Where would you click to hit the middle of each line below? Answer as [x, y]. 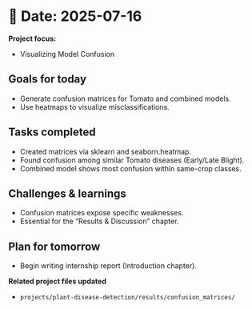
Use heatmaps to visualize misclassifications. [94, 106]
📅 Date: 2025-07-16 [75, 16]
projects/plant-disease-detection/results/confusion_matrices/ [128, 298]
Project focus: [32, 38]
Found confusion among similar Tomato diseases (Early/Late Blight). [132, 160]
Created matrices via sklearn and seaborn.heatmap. [106, 151]
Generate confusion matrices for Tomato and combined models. [126, 98]
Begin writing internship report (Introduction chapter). [108, 266]
